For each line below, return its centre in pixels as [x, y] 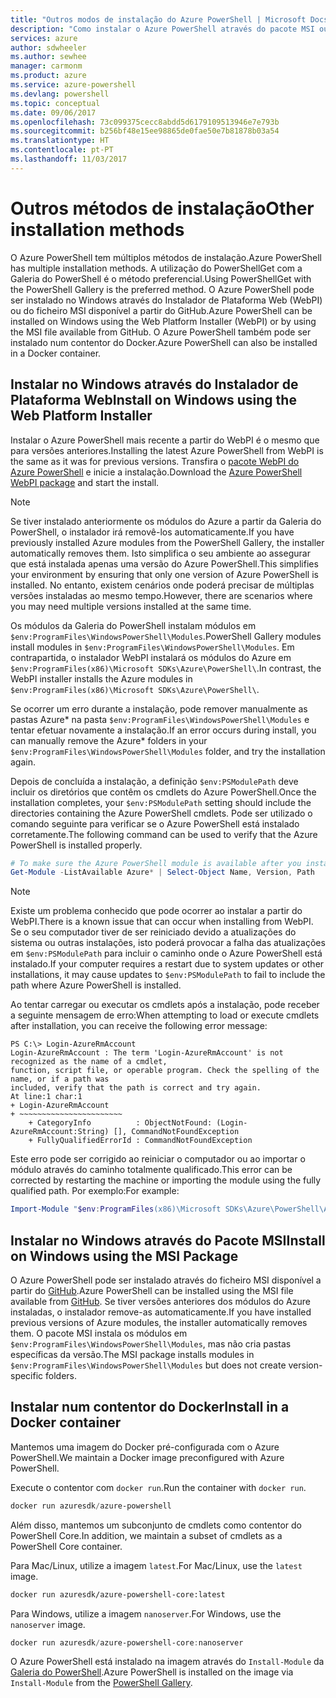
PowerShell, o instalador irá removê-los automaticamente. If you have [152, 532]
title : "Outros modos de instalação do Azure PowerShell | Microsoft [158, 19]
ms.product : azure [48, 76]
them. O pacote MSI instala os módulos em [99, 1333]
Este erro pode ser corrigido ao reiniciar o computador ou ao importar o [158, 1159]
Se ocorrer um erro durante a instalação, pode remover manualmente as [159, 708]
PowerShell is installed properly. [76, 845]
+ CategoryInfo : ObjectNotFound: [120, 1123]
